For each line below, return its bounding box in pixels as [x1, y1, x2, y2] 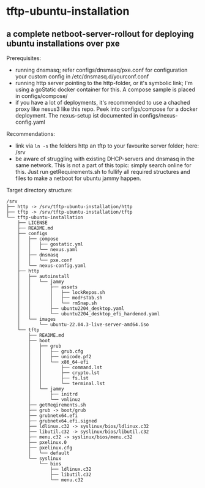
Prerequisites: [6, 54, 42, 62]
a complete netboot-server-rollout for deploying [6, 29, 195, 39]
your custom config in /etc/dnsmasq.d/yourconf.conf [15, 73, 149, 80]
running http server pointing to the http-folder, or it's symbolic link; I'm [15, 80, 193, 86]
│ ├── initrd [28, 391, 78, 397]
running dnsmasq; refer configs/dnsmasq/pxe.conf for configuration [15, 66, 188, 73]
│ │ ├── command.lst [28, 364, 103, 370]
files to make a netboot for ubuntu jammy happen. [15, 175, 142, 182]
